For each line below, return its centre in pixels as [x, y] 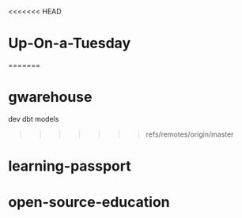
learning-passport [70, 166]
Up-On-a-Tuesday [70, 43]
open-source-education [89, 203]
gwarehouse [50, 97]
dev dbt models [34, 118]
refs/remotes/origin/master [190, 134]
